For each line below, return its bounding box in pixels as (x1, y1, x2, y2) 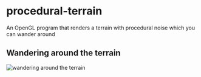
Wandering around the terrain (6, 48, 121, 58)
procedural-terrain (6, 4, 103, 18)
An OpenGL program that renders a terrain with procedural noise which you (6, 24, 196, 31)
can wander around (6, 30, 56, 37)
